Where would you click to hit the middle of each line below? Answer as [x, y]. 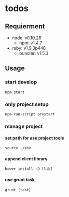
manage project [24, 126]
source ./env [18, 148]
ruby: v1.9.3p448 [29, 48]
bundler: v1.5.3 [34, 53]
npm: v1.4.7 [31, 43]
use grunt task [20, 180]
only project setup [27, 104]
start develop [21, 82]
